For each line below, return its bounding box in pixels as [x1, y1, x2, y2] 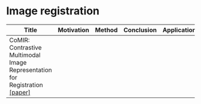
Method [95, 26, 118, 34]
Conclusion [123, 26, 157, 34]
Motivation [57, 26, 90, 34]
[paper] [9, 88, 31, 96]
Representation [9, 66, 52, 74]
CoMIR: [9, 36, 30, 44]
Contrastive [9, 43, 42, 51]
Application [162, 26, 196, 34]
